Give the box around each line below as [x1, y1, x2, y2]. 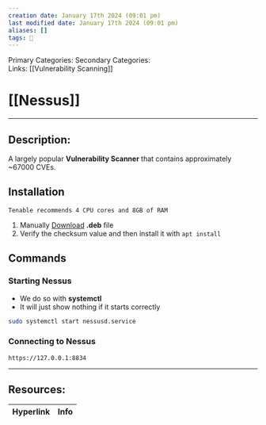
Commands [8, 251, 67, 266]
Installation [8, 186, 65, 199]
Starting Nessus [8, 275, 72, 286]
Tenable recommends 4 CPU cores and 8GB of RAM [8, 206, 169, 214]
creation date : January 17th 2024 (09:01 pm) [8, 11, 161, 20]
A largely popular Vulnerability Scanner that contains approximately [8, 154, 232, 163]
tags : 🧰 [8, 33, 34, 42]
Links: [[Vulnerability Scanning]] [8, 64, 113, 74]
